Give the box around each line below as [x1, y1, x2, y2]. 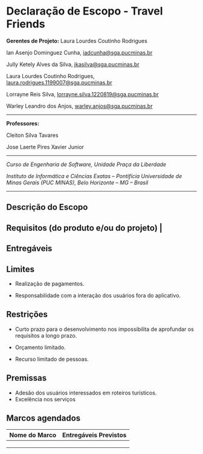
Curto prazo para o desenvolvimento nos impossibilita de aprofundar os [14, 325, 195, 333]
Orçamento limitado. [14, 344, 66, 351]
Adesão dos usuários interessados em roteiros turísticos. [14, 389, 157, 396]
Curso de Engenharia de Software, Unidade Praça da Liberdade [6, 161, 167, 168]
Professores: [6, 119, 40, 127]
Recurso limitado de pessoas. [14, 355, 89, 362]
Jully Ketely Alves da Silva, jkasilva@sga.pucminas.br [6, 61, 140, 68]
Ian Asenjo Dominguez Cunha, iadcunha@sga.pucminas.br [6, 48, 153, 56]
